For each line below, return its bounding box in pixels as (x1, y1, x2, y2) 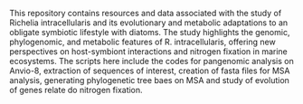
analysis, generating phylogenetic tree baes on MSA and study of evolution (9, 75, 289, 85)
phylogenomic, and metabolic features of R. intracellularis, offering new (9, 36, 276, 47)
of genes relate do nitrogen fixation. (9, 85, 143, 95)
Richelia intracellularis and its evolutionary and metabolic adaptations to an (9, 17, 289, 28)
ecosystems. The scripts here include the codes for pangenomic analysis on (9, 56, 294, 66)
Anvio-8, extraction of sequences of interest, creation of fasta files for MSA (9, 65, 291, 76)
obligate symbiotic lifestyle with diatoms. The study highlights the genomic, (9, 27, 290, 37)
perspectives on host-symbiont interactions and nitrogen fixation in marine (9, 46, 288, 57)
